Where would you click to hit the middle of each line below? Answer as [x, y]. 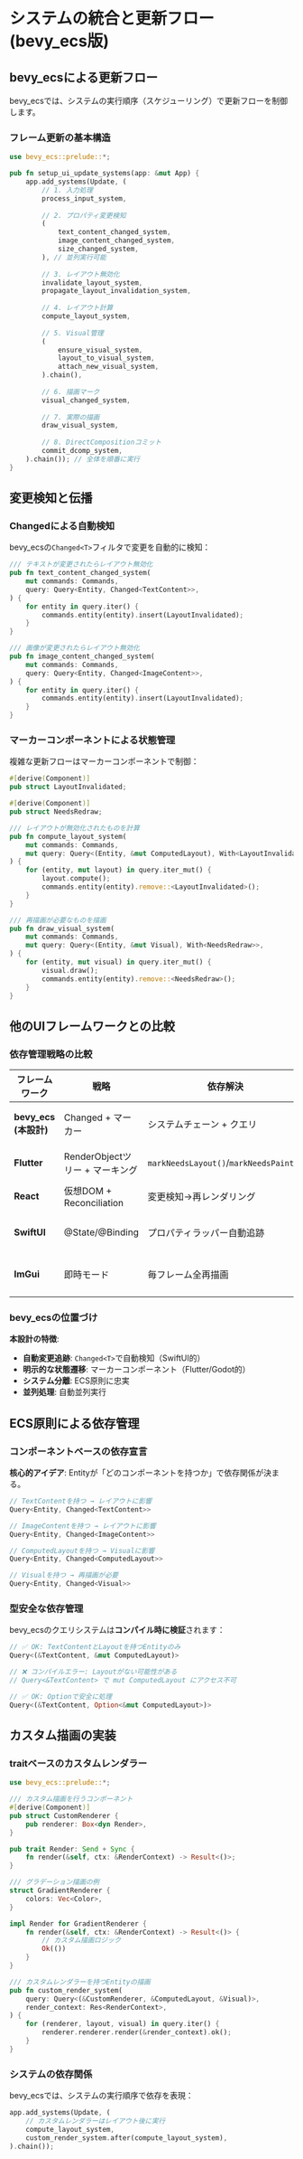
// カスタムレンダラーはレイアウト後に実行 [96, 2121]
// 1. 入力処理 [67, 190]
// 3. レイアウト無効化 [81, 274]
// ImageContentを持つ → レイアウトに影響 [83, 1526]
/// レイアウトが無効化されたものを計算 [74, 828]
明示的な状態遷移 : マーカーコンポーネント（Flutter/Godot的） [136, 1370]
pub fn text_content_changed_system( [80, 573]
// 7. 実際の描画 [71, 417]
